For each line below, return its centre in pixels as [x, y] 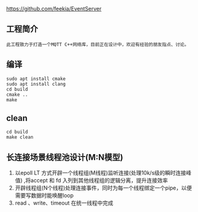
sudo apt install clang [36, 84]
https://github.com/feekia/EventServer [54, 9]
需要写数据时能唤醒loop [44, 196]
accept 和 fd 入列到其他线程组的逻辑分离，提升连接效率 [99, 181]
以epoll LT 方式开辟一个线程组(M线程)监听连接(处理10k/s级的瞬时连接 [101, 173]
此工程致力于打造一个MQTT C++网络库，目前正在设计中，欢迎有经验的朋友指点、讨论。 [98, 45]
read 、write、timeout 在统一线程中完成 [64, 203]
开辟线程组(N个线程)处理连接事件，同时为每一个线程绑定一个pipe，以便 [104, 188]
